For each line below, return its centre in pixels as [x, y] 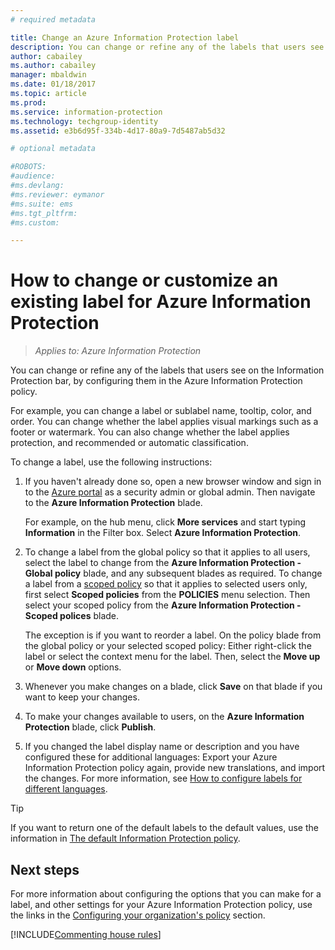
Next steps [45, 869]
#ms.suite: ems [42, 204]
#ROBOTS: [28, 167]
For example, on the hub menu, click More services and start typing [165, 522]
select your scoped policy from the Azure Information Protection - [163, 605]
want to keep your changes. [82, 697]
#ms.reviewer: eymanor [57, 194]
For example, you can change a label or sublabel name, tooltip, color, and [161, 411]
